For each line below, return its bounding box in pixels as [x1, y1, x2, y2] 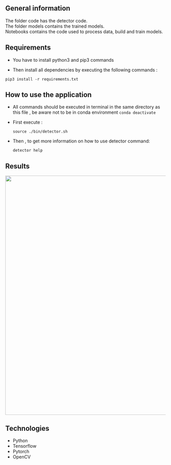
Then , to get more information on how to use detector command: [12, 138, 150, 144]
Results [5, 162, 30, 170]
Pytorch [12, 449, 30, 455]
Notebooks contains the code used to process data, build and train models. [5, 28, 163, 35]
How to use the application [5, 90, 92, 99]
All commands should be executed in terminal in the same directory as [12, 104, 160, 110]
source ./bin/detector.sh [12, 129, 68, 134]
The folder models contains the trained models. [5, 23, 105, 29]
